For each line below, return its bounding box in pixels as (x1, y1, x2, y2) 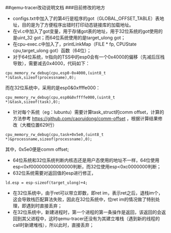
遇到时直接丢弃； (26, 203, 62, 209)
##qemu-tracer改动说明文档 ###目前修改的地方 (5, 5, 106, 10)
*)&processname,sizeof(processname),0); (5, 137, 93, 142)
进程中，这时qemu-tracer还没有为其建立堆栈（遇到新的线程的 (30, 216, 160, 222)
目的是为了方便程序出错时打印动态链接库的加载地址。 (21, 22, 134, 28)
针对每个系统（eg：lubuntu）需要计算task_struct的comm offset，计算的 (12, 109, 164, 115)
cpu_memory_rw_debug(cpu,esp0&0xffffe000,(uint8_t (5, 95, 115, 100)
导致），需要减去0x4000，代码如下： (12, 61, 90, 66)
